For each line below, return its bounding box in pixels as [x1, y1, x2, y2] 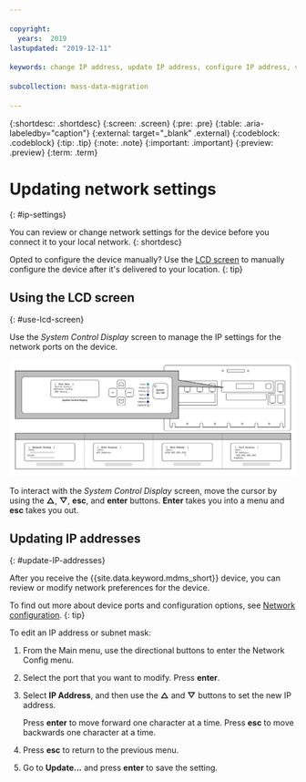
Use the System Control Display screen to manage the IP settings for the [9, 332, 282, 343]
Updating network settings [9, 179, 217, 200]
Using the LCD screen [9, 290, 135, 305]
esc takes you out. [9, 504, 79, 515]
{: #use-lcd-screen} [9, 314, 85, 325]
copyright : [9, 24, 51, 34]
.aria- [243, 118, 264, 129]
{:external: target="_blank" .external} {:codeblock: [91, 128, 280, 139]
